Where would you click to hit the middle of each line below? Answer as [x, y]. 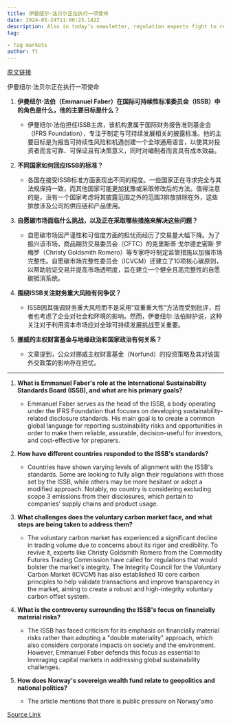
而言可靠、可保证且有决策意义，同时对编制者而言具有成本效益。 [130, 150]
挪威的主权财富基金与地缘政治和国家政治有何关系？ [89, 339]
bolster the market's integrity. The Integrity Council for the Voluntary [124, 567]
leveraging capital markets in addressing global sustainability [114, 660]
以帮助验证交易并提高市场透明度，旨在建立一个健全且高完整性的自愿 [124, 269]
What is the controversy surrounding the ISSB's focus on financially [116, 610]
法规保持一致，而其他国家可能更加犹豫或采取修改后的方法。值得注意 [124, 188]
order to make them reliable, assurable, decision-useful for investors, [125, 433]
